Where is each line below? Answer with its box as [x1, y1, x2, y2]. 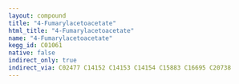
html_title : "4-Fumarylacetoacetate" [8, 26, 135, 34]
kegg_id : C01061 [8, 42, 63, 50]
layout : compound [8, 11, 67, 20]
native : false [8, 49, 56, 57]
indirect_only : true [8, 57, 78, 65]
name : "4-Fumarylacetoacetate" [8, 34, 113, 42]
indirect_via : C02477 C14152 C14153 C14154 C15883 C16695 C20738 [8, 64, 231, 72]
